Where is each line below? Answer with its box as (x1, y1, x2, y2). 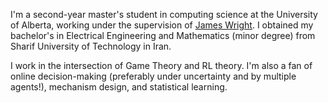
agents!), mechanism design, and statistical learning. (10, 81, 228, 93)
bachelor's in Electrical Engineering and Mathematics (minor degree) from (10, 30, 316, 41)
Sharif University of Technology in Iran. (10, 40, 172, 52)
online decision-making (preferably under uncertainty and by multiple (10, 70, 297, 82)
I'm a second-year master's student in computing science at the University (10, 9, 318, 20)
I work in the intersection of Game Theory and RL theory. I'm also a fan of (10, 60, 313, 71)
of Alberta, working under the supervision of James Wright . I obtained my (10, 19, 314, 31)
